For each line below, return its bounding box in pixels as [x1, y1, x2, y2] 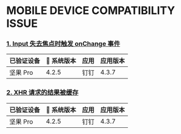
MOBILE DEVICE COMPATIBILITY [6, 4, 176, 18]
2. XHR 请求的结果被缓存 [6, 88, 79, 97]
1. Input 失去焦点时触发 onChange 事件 [6, 40, 121, 48]
